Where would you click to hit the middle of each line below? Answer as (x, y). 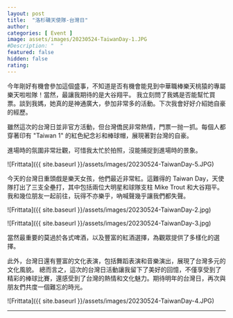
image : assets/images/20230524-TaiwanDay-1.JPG (77, 40)
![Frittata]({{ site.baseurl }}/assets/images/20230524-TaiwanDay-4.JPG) (111, 301)
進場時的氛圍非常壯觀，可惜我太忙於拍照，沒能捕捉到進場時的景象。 (104, 150)
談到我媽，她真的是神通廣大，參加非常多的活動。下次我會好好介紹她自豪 (122, 103)
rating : (18, 65)
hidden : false (28, 59)
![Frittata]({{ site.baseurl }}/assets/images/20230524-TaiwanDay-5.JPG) (111, 164)
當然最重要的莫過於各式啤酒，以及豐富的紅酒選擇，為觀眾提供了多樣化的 (110, 237)
